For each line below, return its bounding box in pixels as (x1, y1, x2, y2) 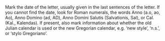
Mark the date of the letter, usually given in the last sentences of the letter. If (5, 4, 160, 10)
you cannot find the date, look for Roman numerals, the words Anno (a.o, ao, (5, 9, 161, 15)
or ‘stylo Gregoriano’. (5, 31, 48, 36)
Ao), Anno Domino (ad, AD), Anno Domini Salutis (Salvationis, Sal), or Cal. (5, 15, 154, 20)
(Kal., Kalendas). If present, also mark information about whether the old (5, 20, 152, 26)
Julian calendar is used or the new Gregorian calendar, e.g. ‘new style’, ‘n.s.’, (5, 25, 160, 31)
